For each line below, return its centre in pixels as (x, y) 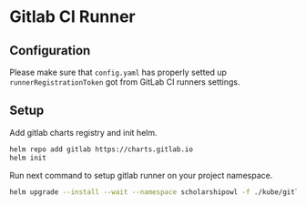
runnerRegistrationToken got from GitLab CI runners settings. (125, 82)
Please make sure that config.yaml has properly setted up (118, 72)
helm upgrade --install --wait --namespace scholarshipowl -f (130, 192)
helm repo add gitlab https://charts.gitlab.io (102, 149)
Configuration (50, 51)
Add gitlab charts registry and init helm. (83, 132)
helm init (28, 158)
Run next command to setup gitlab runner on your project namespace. (141, 175)
